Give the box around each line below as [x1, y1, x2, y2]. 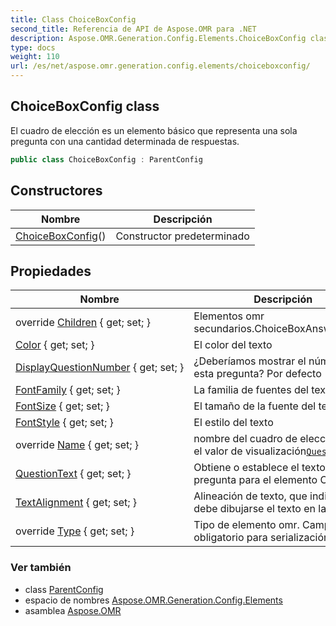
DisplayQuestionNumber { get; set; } [15, 361, 185, 375]
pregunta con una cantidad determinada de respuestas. [10, 135, 240, 147]
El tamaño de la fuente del [193, 399, 317, 413]
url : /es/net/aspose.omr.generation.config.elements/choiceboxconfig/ [10, 61, 311, 71]
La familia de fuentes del [193, 383, 309, 397]
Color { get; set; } [15, 338, 95, 352]
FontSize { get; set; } [15, 399, 110, 413]
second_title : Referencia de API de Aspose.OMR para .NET [10, 24, 257, 34]
